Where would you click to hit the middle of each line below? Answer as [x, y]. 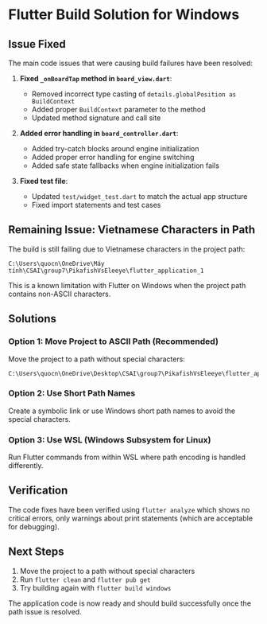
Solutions [33, 319]
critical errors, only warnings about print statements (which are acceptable [130, 518]
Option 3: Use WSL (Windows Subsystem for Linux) [110, 439]
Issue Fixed [37, 44]
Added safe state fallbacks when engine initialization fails [126, 166]
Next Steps [36, 552]
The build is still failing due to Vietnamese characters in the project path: [127, 249]
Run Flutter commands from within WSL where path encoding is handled [127, 457]
